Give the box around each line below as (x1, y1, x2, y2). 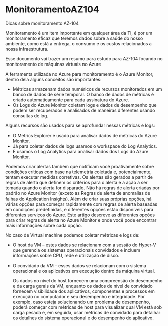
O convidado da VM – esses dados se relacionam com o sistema (12, 262, 147, 268)
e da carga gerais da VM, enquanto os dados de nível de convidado (12, 283, 153, 289)
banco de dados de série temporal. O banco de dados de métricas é (12, 91, 154, 97)
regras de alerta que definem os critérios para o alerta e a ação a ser (5, 179, 148, 185)
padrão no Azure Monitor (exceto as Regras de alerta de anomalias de (5, 190, 151, 196)
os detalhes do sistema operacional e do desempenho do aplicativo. (12, 315, 154, 321)
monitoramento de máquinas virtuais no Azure (5, 61, 101, 67)
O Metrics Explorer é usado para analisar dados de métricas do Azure (12, 132, 157, 138)
